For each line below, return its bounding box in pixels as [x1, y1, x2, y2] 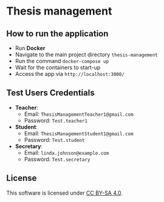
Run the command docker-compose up [15, 58, 109, 64]
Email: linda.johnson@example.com [24, 149, 109, 156]
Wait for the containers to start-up [15, 64, 101, 71]
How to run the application [6, 29, 109, 39]
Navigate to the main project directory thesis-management [15, 51, 158, 58]
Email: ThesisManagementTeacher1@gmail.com [24, 110, 134, 118]
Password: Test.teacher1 [24, 116, 88, 124]
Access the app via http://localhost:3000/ [15, 70, 125, 77]
